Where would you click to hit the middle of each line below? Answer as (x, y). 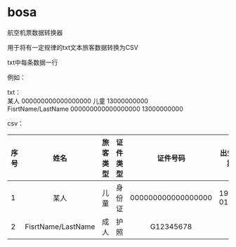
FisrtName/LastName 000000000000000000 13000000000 (96, 109)
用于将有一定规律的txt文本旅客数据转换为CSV (73, 47)
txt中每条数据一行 (33, 62)
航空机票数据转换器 (35, 32)
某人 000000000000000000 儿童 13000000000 (78, 101)
